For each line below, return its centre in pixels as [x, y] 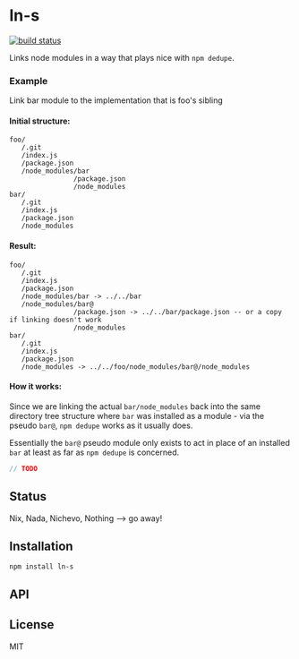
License [32, 625]
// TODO [24, 468]
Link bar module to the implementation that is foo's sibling [116, 100]
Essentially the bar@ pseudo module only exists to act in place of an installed [150, 442]
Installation [41, 546]
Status [28, 496]
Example [29, 81]
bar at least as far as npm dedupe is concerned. [94, 452]
